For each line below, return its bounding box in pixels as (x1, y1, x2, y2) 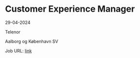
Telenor (5, 29, 21, 35)
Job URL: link (5, 48, 32, 54)
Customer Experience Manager (5, 3, 135, 15)
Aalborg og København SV (5, 38, 59, 44)
